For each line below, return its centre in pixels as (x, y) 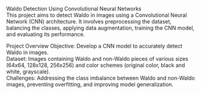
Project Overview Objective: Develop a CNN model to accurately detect (94, 46)
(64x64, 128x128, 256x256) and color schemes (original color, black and (96, 65)
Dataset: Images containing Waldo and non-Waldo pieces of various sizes (97, 59)
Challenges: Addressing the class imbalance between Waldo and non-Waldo (100, 78)
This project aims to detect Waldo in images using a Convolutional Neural (97, 15)
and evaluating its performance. (46, 34)
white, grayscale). (28, 71)
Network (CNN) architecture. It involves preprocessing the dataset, (89, 21)
